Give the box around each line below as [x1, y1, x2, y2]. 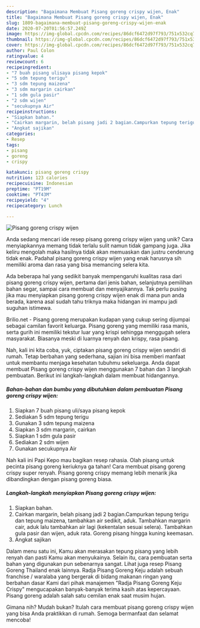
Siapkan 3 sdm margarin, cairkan [14, 426, 96, 433]
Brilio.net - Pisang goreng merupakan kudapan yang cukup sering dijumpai [6, 316, 190, 323]
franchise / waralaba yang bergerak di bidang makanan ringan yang [6, 573, 173, 580]
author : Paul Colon [6, 48, 55, 54]
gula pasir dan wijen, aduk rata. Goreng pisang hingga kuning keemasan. [14, 530, 194, 537]
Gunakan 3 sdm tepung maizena [14, 420, 95, 427]
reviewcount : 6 [6, 59, 44, 64]
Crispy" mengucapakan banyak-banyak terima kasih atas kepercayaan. [6, 586, 182, 593]
